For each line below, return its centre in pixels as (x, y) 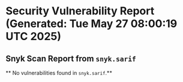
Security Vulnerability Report (80, 11)
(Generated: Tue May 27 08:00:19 (91, 24)
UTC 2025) (33, 37)
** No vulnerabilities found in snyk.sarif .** (59, 73)
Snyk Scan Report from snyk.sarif (71, 58)
